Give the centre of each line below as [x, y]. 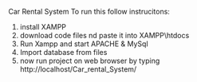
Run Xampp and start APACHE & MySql [84, 44]
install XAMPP [43, 27]
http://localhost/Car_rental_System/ [78, 69]
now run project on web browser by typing [90, 61]
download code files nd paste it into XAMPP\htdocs [104, 35]
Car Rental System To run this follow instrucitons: [89, 12]
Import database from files [63, 52]
